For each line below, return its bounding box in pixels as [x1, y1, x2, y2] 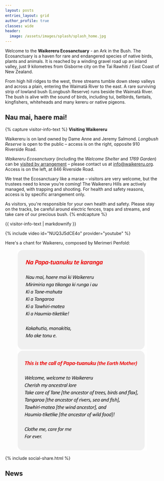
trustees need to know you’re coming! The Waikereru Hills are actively [5, 181, 146, 187]
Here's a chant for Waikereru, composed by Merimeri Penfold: [5, 240, 130, 245]
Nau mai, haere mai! [5, 113, 68, 122]
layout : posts [5, 8, 34, 13]
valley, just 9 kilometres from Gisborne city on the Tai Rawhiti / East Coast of [5, 64, 159, 69]
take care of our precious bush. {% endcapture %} [5, 211, 108, 217]
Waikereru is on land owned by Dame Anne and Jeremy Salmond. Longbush [5, 135, 159, 142]
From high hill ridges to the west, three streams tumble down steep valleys [5, 79, 155, 84]
